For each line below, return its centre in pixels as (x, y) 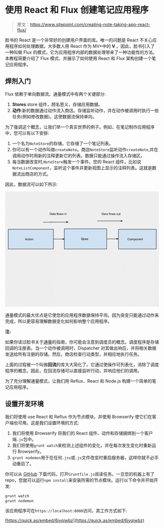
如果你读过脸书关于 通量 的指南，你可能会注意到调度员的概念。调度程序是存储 (82, 342)
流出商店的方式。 (34, 174)
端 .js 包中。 (24, 439)
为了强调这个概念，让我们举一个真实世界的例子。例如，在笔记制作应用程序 (80, 127)
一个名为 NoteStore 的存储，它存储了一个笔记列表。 (63, 143)
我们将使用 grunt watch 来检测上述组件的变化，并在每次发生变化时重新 (82, 445)
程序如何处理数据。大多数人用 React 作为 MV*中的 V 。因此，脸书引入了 (82, 46)
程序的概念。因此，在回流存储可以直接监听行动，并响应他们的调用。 (73, 370)
